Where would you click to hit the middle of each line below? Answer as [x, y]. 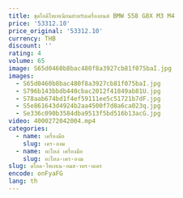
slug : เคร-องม [44, 143]
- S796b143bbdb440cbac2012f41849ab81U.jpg [88, 91]
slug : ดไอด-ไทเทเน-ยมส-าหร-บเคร [55, 166]
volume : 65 [27, 61]
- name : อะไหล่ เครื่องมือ [49, 151]
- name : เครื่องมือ [40, 136]
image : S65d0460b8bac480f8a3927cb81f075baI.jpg [90, 69]
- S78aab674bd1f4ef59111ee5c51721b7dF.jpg [88, 99]
